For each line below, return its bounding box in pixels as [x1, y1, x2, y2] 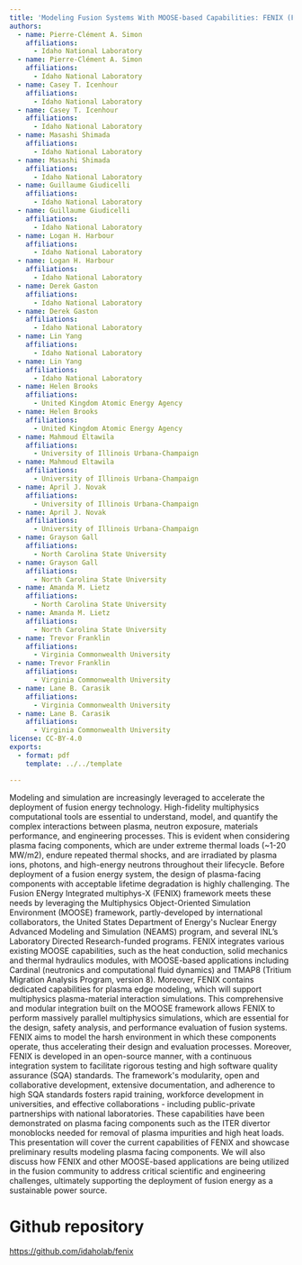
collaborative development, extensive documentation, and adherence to [9, 1079, 276, 1090]
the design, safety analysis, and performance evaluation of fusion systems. [9, 1022, 288, 1032]
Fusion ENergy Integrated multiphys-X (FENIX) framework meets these [9, 887, 271, 898]
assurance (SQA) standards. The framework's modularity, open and [9, 1069, 260, 1080]
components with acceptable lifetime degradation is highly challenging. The [9, 878, 290, 889]
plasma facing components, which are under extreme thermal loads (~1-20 [9, 839, 287, 850]
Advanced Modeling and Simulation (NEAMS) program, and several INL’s [9, 926, 279, 937]
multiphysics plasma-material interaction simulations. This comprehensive [9, 993, 284, 1004]
